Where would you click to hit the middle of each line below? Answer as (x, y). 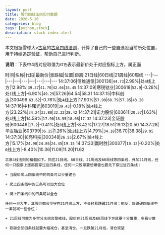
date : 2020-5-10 (22, 19)
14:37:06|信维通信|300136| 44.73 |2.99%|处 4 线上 (107, 81)
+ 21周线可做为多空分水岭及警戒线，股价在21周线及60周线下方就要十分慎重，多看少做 (81, 219)
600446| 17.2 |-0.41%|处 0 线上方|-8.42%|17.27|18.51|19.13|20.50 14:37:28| (85, 124)
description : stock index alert (38, 33)
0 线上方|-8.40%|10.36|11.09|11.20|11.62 (45, 149)
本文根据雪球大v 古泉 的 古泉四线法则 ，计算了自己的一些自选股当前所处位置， (82, 47)
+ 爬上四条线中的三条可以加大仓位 (35, 184)
